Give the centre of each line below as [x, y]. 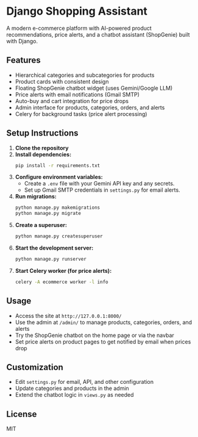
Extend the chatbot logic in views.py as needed [74, 395]
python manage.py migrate [48, 214]
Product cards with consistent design [62, 81]
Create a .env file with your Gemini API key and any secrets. [99, 184]
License [22, 414]
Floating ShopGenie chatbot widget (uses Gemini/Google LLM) [94, 88]
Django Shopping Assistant [77, 11]
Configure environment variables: [59, 177]
